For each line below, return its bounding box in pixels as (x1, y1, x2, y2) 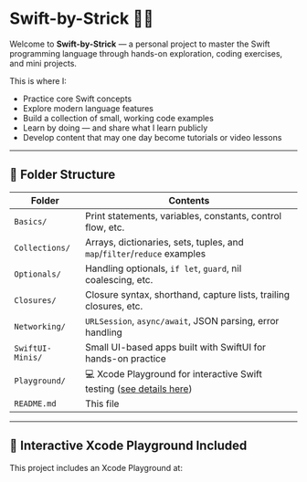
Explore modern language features (22, 102, 153, 113)
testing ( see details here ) (85, 382, 193, 395)
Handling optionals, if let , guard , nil (85, 262, 242, 275)
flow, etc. (85, 221, 125, 234)
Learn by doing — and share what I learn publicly (22, 122, 208, 133)
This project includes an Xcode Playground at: (9, 462, 183, 473)
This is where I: (9, 75, 67, 86)
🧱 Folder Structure (9, 167, 116, 183)
